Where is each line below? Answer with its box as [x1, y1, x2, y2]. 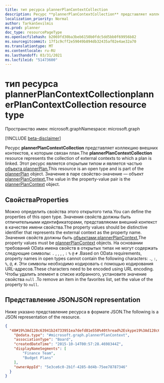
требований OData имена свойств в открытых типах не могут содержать [5, 245, 158, 251]
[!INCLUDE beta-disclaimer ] [5, 135, 61, 141]
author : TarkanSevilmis [5, 21, 54, 26]
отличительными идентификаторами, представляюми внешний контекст [5, 219, 157, 225]
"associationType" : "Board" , [14, 337, 73, 342]
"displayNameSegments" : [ [14, 346, 67, 351]
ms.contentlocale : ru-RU [5, 48, 56, 53]
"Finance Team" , [22, 351, 56, 356]
